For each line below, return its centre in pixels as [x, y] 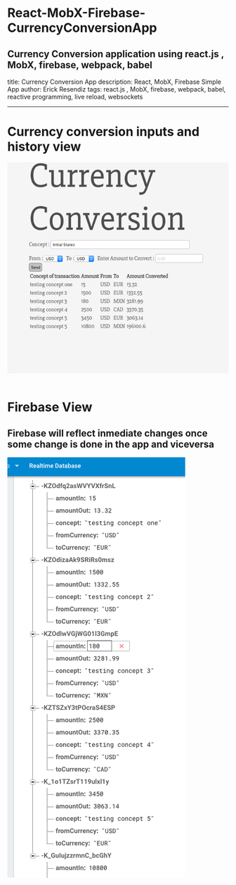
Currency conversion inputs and [104, 132]
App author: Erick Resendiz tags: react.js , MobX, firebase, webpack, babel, [117, 89]
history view [44, 147]
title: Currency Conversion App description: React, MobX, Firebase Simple [114, 82]
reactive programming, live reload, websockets [75, 97]
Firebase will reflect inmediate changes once [108, 433]
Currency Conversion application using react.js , [116, 54]
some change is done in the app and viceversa [111, 444]
